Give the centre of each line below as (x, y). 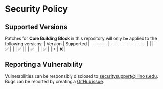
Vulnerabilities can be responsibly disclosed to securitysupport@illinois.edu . (81, 76)
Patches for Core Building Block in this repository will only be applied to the (81, 38)
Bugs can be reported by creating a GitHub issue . (55, 81)
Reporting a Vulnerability (44, 64)
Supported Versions (36, 27)
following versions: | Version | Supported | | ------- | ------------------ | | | (80, 44)
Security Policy (36, 9)
